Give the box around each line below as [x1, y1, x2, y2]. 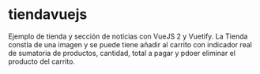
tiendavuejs [8, 6, 88, 24]
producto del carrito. [8, 57, 75, 66]
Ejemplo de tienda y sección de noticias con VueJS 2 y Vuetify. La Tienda [8, 31, 248, 41]
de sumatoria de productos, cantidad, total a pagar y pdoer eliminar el [8, 48, 236, 57]
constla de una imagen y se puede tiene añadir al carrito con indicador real [8, 39, 253, 49]
